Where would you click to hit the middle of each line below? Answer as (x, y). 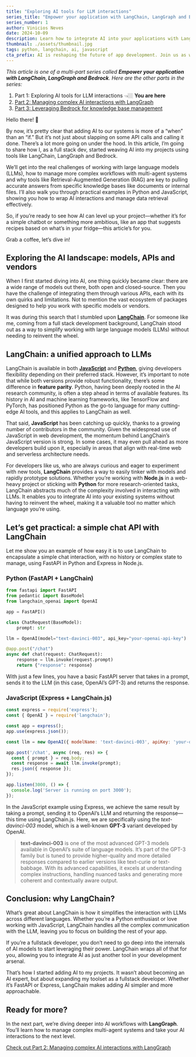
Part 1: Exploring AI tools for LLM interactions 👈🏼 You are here (90, 95)
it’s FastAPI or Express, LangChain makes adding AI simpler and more (90, 985)
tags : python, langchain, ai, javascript (57, 50)
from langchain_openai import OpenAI (52, 601)
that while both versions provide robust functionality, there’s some (85, 381)
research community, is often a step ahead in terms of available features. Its (97, 393)
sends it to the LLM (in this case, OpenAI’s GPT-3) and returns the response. (98, 683)
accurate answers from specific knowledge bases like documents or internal (98, 185)
